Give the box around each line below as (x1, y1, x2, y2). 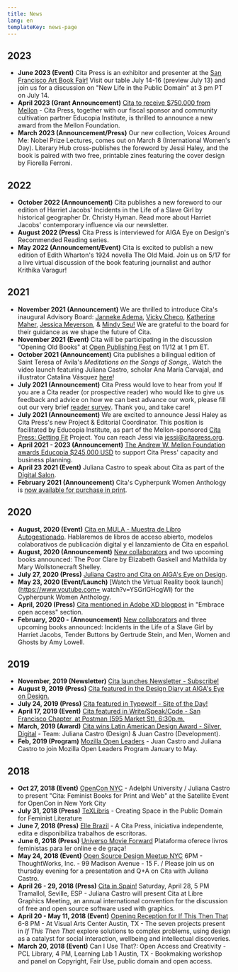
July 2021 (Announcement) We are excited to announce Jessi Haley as (17, 410, 227, 418)
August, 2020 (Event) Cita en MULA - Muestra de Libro (17, 525, 181, 533)
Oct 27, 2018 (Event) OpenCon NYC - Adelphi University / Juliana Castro (17, 784, 230, 793)
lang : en (7, 17, 33, 24)
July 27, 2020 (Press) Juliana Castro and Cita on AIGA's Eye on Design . (17, 570, 227, 578)
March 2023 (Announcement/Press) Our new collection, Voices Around (17, 129, 230, 137)
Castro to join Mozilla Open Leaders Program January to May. (17, 745, 198, 753)
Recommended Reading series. (17, 236, 110, 244)
